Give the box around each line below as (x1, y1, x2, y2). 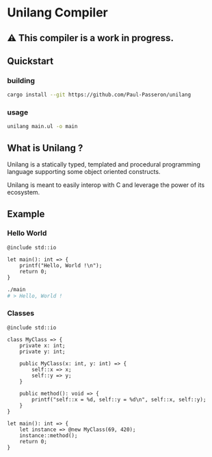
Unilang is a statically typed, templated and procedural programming (7, 160, 200, 169)
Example (7, 208, 45, 220)
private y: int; (19, 348, 66, 355)
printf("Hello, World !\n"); (19, 262, 103, 269)
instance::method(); (19, 432, 78, 439)
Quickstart (7, 55, 54, 66)
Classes (7, 308, 35, 318)
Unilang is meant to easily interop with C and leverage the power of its (7, 181, 205, 189)
